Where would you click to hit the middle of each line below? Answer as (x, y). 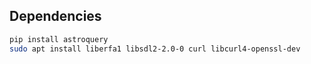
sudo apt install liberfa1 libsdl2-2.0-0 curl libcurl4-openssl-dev (155, 49)
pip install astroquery (59, 39)
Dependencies (55, 16)
